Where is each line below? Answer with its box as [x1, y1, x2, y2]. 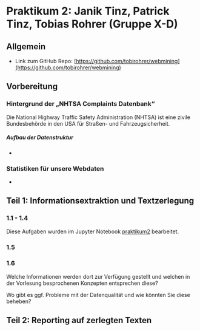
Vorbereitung [6, 81, 58, 92]
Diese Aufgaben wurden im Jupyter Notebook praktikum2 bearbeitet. [6, 228, 179, 235]
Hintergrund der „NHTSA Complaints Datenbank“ [6, 100, 155, 108]
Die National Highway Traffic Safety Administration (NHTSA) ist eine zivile [6, 114, 191, 121]
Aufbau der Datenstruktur [6, 134, 74, 141]
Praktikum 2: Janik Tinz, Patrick [6, 4, 170, 18]
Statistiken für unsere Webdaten [6, 164, 104, 172]
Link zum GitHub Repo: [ [15, 58, 76, 64]
